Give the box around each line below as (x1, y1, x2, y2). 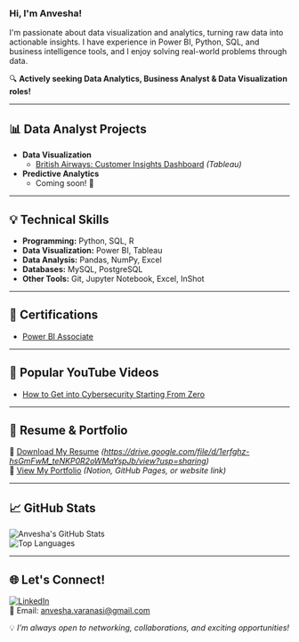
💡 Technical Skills (9, 212, 109, 227)
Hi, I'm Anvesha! (9, 7, 83, 20)
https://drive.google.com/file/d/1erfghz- (103, 446, 250, 457)
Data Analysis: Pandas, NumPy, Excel (21, 254, 162, 265)
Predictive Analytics (21, 168, 100, 180)
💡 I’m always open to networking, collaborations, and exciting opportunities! (9, 622, 290, 633)
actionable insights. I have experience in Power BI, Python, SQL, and (9, 36, 260, 47)
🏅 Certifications (9, 308, 99, 323)
